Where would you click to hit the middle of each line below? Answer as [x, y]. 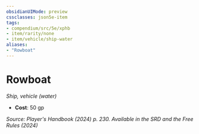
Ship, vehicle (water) [31, 96]
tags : [13, 23]
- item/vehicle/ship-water [40, 39]
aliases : [17, 45]
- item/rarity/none [30, 34]
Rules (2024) [22, 125]
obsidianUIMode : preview [37, 12]
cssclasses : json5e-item [37, 17]
